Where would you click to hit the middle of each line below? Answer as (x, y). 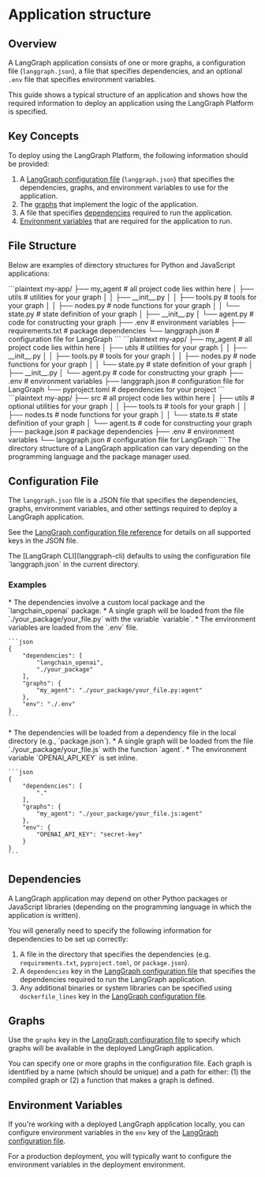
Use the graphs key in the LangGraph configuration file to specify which (124, 1040)
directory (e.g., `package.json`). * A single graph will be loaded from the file (131, 741)
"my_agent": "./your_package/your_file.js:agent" (119, 814)
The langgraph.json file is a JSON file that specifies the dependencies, (123, 500)
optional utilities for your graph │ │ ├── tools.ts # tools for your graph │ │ (128, 406)
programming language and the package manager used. (100, 457)
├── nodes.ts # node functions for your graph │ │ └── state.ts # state (123, 414)
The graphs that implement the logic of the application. (109, 204)
